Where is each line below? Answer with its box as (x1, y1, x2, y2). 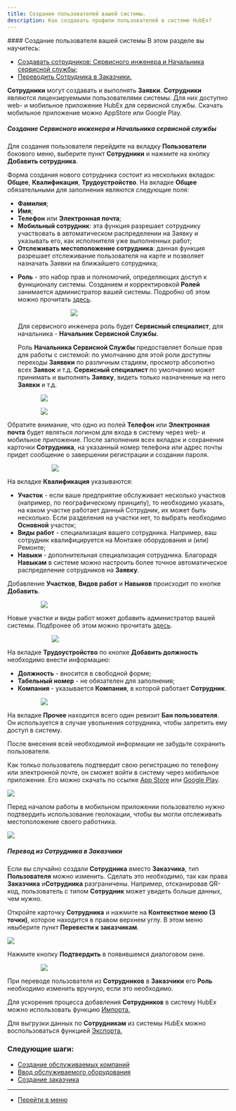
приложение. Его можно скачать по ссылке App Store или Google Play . (7, 776, 220, 784)
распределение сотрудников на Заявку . (17, 566, 140, 575)
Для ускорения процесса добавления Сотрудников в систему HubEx (7, 998, 217, 1007)
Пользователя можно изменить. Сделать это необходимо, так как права (7, 872, 228, 881)
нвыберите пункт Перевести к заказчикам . (7, 923, 139, 931)
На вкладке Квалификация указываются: (7, 477, 133, 486)
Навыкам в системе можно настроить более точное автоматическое (17, 558, 228, 567)
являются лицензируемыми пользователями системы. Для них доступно (7, 93, 228, 102)
